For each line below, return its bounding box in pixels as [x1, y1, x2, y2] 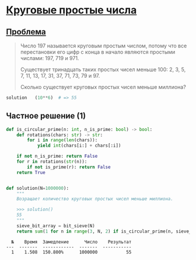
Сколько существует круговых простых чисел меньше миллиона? [20, 84, 187, 91]
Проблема [6, 27, 47, 37]
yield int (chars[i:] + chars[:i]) [37, 143, 121, 149]
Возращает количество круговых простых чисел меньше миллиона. [16, 196, 174, 202]
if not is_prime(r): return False [27, 164, 111, 170]
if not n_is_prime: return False [16, 153, 98, 160]
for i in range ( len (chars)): [27, 137, 98, 143]
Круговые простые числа [6, 4, 137, 17]
